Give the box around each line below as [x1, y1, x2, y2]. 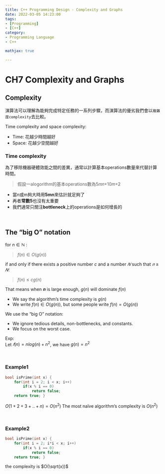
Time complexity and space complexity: [5, 123, 87, 129]
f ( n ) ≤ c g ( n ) [17, 277, 42, 283]
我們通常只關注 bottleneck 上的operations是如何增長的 [12, 204, 122, 210]
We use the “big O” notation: [5, 311, 63, 317]
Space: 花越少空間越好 [12, 140, 58, 146]
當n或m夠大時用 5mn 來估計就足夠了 [12, 191, 85, 197]
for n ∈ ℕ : [5, 241, 28, 247]
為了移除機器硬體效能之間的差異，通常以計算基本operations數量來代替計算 [5, 164, 158, 170]
